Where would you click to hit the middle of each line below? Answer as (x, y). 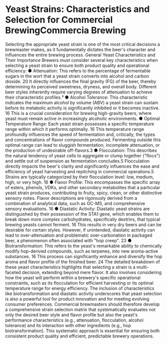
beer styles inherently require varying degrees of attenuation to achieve (79, 92)
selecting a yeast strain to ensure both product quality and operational (77, 65)
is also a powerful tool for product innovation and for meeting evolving (77, 299)
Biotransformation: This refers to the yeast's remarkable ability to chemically (83, 246)
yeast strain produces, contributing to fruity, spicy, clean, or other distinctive (84, 193)
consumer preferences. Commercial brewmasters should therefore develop (83, 304)
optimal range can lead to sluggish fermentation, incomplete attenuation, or (83, 145)
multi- (143, 267)
